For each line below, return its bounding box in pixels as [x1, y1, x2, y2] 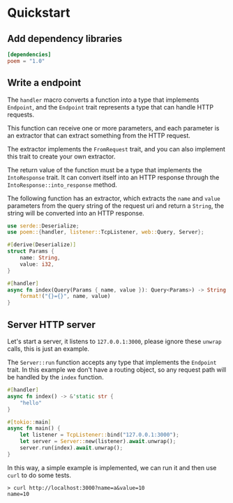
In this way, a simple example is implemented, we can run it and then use [7, 463, 217, 472]
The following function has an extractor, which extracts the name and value [7, 194, 221, 202]
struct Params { [7, 248, 54, 255]
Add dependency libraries [7, 33, 123, 45]
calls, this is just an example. [7, 345, 89, 353]
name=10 [7, 490, 30, 497]
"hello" [20, 399, 42, 406]
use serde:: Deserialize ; [7, 222, 80, 230]
